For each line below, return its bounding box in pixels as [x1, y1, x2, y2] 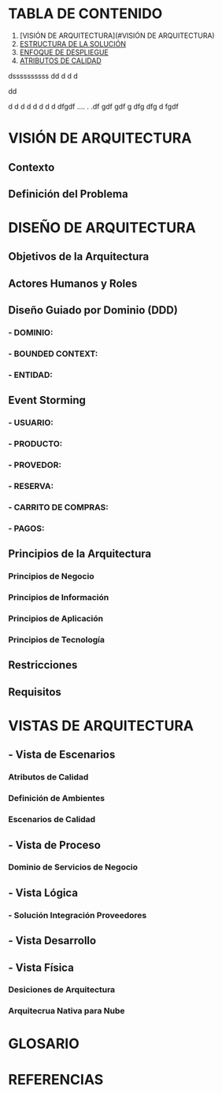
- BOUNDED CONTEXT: [8, 348, 98, 359]
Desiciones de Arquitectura [8, 984, 116, 995]
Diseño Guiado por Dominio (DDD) [8, 304, 179, 317]
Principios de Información [8, 592, 109, 603]
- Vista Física [8, 961, 75, 974]
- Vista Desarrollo [8, 934, 97, 947]
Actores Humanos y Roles [8, 276, 138, 290]
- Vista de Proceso [8, 838, 101, 851]
